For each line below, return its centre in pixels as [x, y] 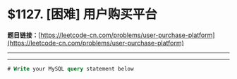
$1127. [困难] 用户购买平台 [82, 14]
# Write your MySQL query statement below [71, 69]
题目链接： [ [24, 35]
